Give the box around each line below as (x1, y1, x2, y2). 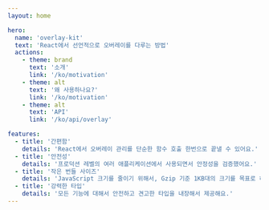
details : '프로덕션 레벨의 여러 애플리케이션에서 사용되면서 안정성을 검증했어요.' (22, 160, 258, 168)
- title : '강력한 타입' (14, 182, 86, 191)
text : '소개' (28, 63, 70, 72)
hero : (7, 26, 26, 34)
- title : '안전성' (14, 152, 71, 160)
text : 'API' (28, 108, 69, 116)
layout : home (7, 11, 51, 20)
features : (7, 130, 41, 139)
